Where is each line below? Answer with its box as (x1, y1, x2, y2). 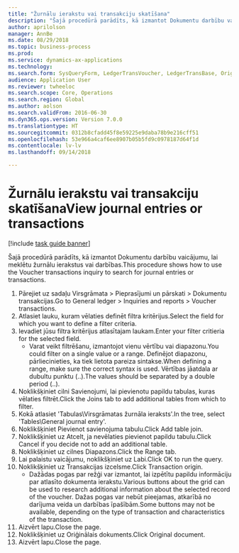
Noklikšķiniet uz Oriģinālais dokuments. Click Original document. (18, 530, 206, 539)
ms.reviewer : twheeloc (8, 83, 75, 90)
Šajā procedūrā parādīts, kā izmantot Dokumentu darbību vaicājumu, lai (8, 252, 218, 261)
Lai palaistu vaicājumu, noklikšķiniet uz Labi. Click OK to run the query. (18, 454, 223, 463)
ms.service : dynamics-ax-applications (8, 57, 123, 64)
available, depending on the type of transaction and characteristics (28, 508, 226, 516)
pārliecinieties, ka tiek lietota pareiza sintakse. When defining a (28, 357, 212, 365)
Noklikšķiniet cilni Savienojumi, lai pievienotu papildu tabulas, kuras (18, 387, 216, 396)
